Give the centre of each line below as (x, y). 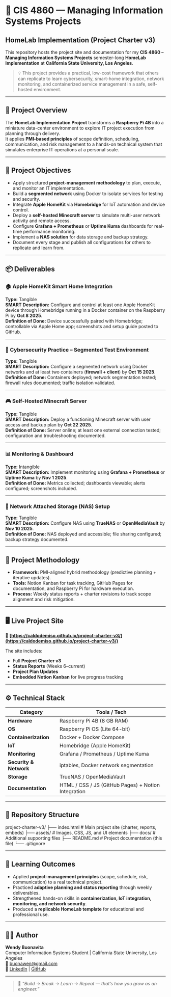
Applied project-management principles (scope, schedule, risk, (80, 876)
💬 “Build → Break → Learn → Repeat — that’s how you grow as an (87, 984)
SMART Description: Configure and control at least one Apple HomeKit (80, 305)
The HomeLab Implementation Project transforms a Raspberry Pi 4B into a (84, 122)
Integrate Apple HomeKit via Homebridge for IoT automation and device (89, 204)
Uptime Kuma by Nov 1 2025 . (36, 478)
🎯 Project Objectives (38, 170)
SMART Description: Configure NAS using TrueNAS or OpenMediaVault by (85, 523)
